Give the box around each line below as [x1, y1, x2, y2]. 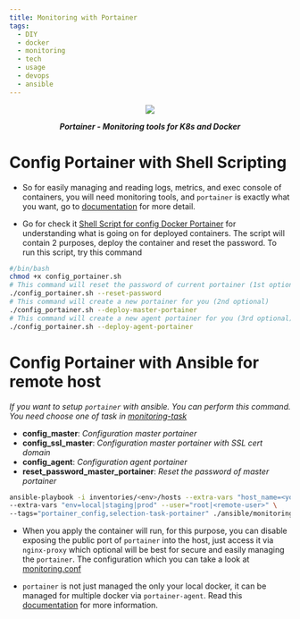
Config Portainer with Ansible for [9, 352, 260, 372]
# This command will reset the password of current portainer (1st [9, 281, 266, 290]
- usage [17, 64, 46, 72]
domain [21, 446, 51, 457]
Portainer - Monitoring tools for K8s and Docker [59, 121, 241, 131]
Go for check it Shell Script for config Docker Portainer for [21, 218, 237, 229]
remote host [9, 371, 101, 392]
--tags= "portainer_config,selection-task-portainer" [9, 509, 210, 519]
